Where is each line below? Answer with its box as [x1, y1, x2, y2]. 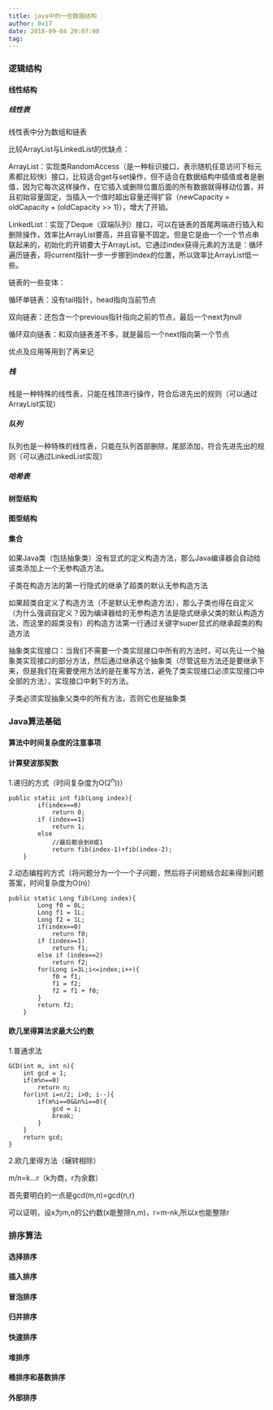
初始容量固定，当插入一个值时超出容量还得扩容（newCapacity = [15, 192, 230, 202]
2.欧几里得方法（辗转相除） [8, 1156, 101, 1166]
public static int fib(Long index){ [8, 794, 132, 802]
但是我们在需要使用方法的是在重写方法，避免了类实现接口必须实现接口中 [22, 666, 265, 676]
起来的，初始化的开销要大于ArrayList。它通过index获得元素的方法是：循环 [15, 239, 264, 249]
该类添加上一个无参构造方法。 [8, 563, 108, 574]
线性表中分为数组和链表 [8, 127, 87, 137]
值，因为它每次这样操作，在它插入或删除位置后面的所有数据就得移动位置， [8, 181, 258, 191]
